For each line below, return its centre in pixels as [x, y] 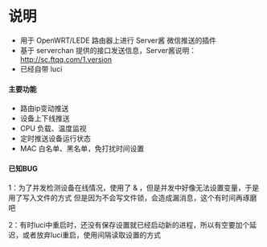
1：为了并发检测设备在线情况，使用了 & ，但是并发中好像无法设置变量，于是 [134, 188]
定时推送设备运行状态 [55, 138]
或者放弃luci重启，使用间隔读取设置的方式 [92, 235]
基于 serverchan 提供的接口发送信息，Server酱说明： [108, 50]
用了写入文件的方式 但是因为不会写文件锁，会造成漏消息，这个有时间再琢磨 [133, 198]
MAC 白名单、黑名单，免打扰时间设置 [82, 149]
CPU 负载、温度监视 [53, 129]
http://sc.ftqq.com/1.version [66, 59]
